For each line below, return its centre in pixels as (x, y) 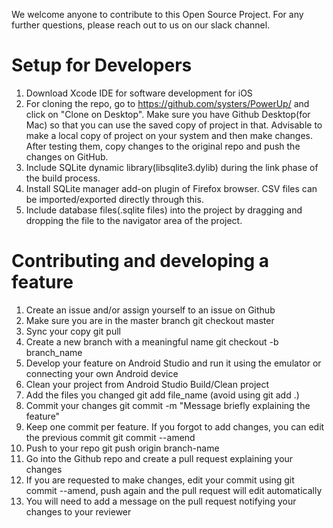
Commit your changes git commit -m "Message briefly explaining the (168, 405)
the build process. (63, 178)
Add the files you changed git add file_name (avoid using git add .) (162, 395)
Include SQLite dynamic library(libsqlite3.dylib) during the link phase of (172, 167)
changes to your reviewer (78, 511)
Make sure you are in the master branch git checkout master (150, 320)
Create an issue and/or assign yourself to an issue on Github (150, 310)
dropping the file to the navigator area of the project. (134, 220)
